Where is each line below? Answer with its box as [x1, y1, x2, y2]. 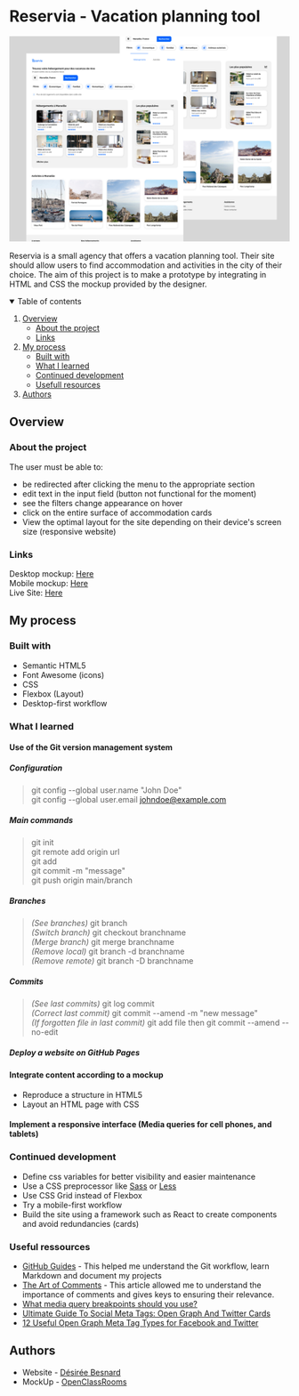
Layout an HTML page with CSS [21, 1099, 140, 1110]
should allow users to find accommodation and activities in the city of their [9, 260, 283, 270]
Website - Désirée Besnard [21, 1367, 122, 1377]
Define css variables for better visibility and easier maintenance [21, 1171, 256, 1182]
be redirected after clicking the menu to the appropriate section [21, 479, 255, 489]
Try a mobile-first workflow [21, 1199, 123, 1210]
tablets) [9, 1128, 39, 1140]
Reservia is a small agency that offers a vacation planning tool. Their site [9, 251, 275, 262]
